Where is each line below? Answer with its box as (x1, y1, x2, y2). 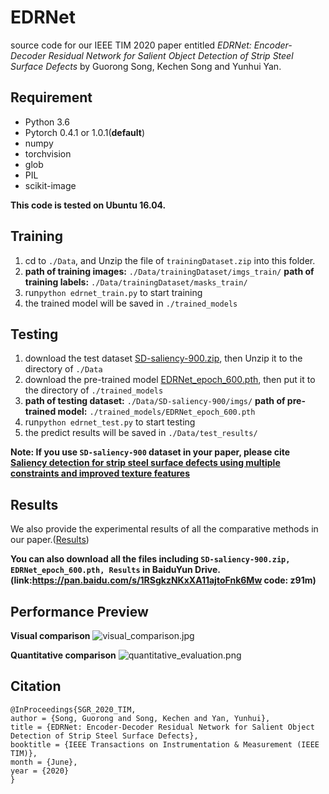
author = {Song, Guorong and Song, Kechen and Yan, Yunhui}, (10, 713, 271, 723)
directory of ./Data (24, 363, 103, 375)
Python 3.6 (24, 116, 70, 128)
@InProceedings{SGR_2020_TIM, (10, 704, 137, 715)
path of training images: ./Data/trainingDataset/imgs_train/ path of (24, 265, 315, 277)
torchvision (24, 147, 72, 160)
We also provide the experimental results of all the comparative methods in (10, 523, 319, 535)
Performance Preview (10, 603, 149, 620)
